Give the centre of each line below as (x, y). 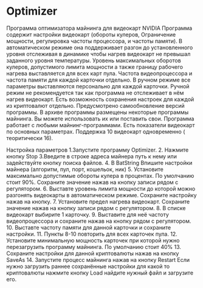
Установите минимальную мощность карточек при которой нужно (93, 240)
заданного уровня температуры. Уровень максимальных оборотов (94, 60)
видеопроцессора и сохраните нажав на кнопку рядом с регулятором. (99, 221)
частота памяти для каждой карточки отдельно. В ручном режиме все (98, 80)
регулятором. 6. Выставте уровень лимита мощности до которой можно (101, 188)
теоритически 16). (30, 138)
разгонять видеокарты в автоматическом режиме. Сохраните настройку (101, 195)
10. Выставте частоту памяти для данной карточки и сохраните (89, 227)
